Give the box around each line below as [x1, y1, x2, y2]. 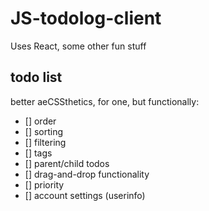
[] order [24, 115, 57, 127]
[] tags [24, 147, 53, 159]
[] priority [24, 178, 65, 191]
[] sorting [24, 125, 64, 137]
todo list [10, 69, 63, 86]
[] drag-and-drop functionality [24, 168, 150, 180]
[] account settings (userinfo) [24, 189, 146, 201]
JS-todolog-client [10, 7, 162, 30]
